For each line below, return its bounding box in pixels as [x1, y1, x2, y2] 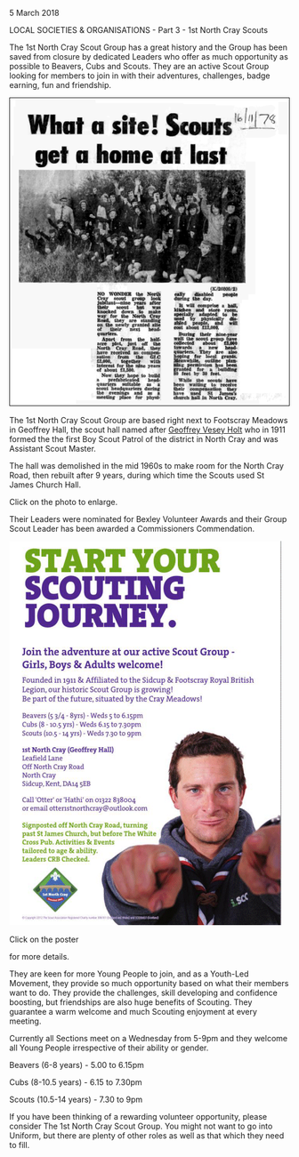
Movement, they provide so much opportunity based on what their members [9, 977, 289, 988]
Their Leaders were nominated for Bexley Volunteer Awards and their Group [9, 513, 287, 524]
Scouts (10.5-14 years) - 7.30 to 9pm [9, 1094, 143, 1105]
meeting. [9, 1016, 42, 1026]
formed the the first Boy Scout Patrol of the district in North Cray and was [9, 433, 279, 444]
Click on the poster [9, 934, 79, 944]
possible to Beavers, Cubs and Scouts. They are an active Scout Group [9, 61, 270, 71]
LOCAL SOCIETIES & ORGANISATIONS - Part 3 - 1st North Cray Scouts [9, 25, 269, 35]
